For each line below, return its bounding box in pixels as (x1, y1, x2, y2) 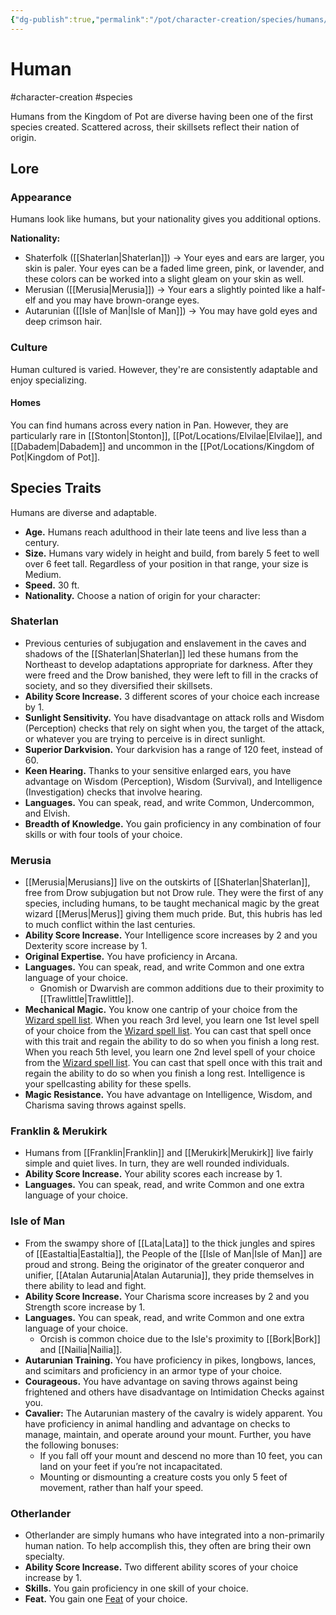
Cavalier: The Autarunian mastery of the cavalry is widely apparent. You (24, 1407, 323, 1419)
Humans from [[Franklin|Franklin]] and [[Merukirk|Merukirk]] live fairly (24, 1147, 314, 1159)
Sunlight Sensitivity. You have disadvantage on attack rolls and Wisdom (24, 711, 325, 723)
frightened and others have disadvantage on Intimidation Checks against (24, 1386, 325, 1398)
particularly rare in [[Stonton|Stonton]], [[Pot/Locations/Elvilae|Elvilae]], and (10, 429, 323, 441)
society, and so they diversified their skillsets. (24, 679, 213, 691)
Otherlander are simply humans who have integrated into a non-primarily (24, 1529, 325, 1541)
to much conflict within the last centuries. (24, 919, 196, 931)
